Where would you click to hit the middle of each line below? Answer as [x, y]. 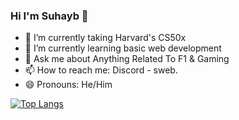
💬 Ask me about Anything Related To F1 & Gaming [127, 59]
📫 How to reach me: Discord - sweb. [101, 70]
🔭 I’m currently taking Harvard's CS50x [105, 38]
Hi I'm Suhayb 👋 [49, 16]
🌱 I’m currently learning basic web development [123, 48]
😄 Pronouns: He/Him [68, 85]
